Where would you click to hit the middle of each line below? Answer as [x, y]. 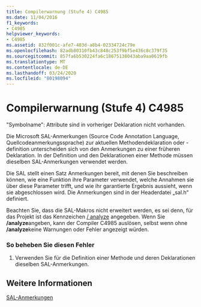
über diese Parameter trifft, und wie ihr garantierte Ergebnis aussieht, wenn [99, 186]
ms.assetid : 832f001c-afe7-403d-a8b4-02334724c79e [71, 45]
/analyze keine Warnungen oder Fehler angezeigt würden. [78, 230]
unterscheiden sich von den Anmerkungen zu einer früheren [106, 149]
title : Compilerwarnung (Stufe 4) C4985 [58, 12]
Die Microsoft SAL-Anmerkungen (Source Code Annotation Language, [93, 136]
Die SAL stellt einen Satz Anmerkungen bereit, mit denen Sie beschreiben [97, 174]
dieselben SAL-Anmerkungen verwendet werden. [67, 162]
